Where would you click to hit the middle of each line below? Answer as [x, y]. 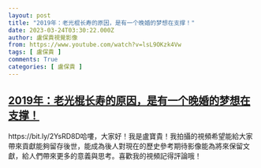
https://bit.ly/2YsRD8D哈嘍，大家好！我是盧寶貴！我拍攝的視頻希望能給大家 [131, 136]
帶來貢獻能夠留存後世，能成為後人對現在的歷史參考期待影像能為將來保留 [125, 146]
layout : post [30, 15]
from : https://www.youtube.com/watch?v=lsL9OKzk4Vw [95, 45]
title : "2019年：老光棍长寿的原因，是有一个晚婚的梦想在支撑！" [102, 23]
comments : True [33, 60]
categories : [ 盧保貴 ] [45, 67]
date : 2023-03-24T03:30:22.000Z [61, 30]
